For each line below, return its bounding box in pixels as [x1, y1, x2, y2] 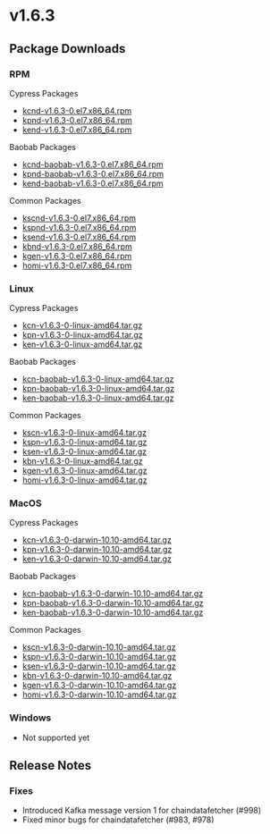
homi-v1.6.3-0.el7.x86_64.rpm [21, 260, 132, 271]
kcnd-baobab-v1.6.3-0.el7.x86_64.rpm [21, 158, 164, 170]
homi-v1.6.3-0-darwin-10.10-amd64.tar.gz [21, 689, 177, 700]
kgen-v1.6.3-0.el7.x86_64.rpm [21, 250, 132, 261]
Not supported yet [21, 732, 90, 743]
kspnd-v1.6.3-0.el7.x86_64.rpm [21, 222, 137, 232]
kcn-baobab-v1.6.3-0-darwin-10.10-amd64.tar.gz [21, 588, 204, 599]
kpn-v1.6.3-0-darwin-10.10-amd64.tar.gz [21, 544, 173, 555]
